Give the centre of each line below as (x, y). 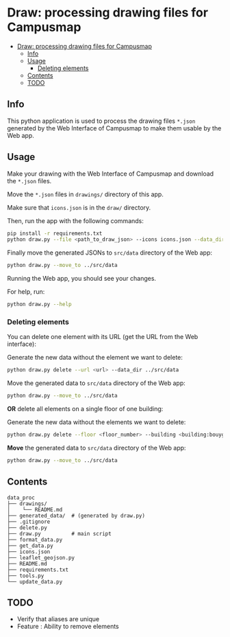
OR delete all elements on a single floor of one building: (85, 409)
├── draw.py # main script (59, 533)
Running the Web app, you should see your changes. (81, 279)
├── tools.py (26, 576)
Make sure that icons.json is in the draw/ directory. (79, 207)
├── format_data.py (35, 540)
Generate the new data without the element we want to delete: (95, 358)
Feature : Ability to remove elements (68, 627)
